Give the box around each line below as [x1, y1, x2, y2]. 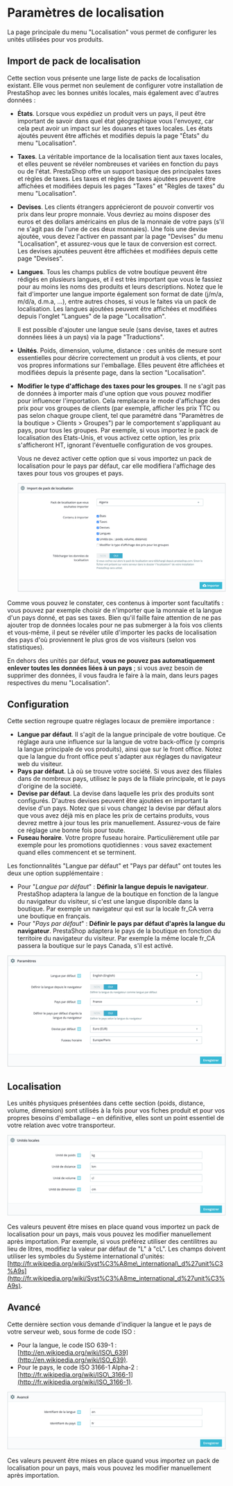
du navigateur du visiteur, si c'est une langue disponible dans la [17, 897, 199, 906]
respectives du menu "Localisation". [7, 678, 110, 686]
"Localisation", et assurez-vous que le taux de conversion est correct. [17, 239, 217, 248]
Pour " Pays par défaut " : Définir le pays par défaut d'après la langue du [17, 920, 225, 928]
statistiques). [7, 643, 44, 651]
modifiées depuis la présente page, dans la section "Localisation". [17, 368, 206, 376]
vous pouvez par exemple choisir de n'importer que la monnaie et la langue [7, 606, 223, 614]
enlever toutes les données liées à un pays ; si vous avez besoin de [7, 664, 203, 672]
